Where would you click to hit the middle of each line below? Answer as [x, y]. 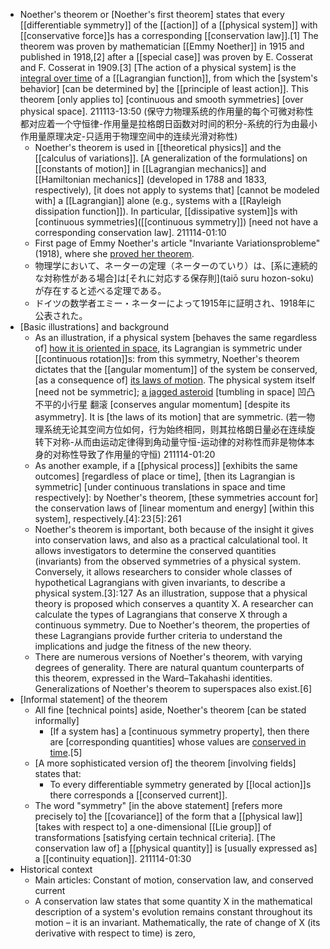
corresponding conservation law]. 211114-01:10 [130, 232]
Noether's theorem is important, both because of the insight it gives [174, 529]
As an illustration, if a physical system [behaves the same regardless [176, 337]
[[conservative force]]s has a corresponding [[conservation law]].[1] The [169, 35]
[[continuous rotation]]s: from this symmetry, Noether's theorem [167, 358]
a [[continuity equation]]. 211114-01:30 [113, 858]
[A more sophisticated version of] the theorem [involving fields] [165, 763]
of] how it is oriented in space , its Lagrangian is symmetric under [168, 348]
